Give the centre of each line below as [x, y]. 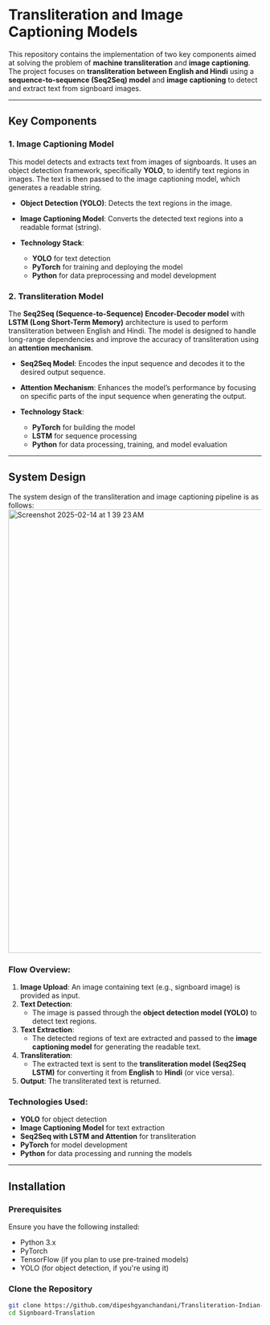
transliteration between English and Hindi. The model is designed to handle [133, 331]
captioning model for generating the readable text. [117, 1047]
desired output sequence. [63, 372]
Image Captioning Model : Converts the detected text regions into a [131, 218]
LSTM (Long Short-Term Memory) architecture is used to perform [119, 322]
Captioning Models [73, 32]
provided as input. [50, 996]
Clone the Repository [51, 1289]
